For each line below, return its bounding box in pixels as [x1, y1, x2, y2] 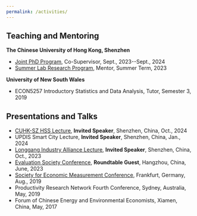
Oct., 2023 [14, 153, 42, 160]
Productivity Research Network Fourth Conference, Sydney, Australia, [14, 184, 186, 192]
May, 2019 [14, 190, 40, 198]
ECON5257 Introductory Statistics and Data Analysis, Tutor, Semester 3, [14, 88, 192, 95]
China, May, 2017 [14, 203, 58, 211]
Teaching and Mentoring [6, 31, 99, 41]
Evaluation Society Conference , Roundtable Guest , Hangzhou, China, [14, 159, 186, 166]
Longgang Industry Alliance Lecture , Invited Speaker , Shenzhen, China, [14, 146, 192, 153]
